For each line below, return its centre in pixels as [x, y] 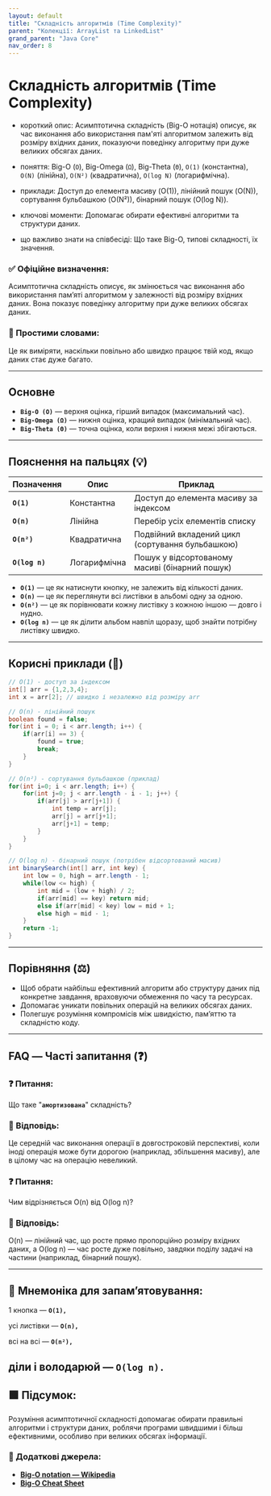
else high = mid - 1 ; [74, 913]
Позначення [37, 484]
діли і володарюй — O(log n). [87, 1366]
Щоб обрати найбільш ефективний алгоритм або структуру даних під [140, 988]
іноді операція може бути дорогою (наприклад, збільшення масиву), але [134, 1151]
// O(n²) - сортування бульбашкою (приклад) [84, 779]
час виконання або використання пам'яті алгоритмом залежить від [136, 134]
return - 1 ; [41, 928]
